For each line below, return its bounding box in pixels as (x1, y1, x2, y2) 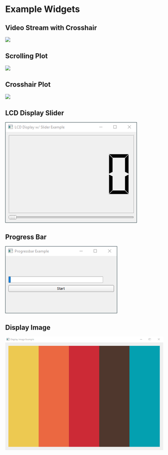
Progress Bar (5, 233, 47, 241)
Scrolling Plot (5, 52, 48, 61)
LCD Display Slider (5, 109, 64, 117)
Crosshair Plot (5, 80, 51, 89)
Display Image (5, 323, 51, 332)
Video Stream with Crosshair (5, 24, 97, 32)
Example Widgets (5, 4, 80, 15)
